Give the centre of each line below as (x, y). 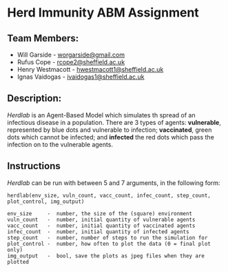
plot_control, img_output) (46, 202)
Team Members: (43, 38)
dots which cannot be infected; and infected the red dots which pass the (111, 137)
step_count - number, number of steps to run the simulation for (107, 237)
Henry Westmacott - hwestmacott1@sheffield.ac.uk (90, 69)
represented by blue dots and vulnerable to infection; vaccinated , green (110, 130)
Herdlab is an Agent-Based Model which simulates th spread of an (101, 115)
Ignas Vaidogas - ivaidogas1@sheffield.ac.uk (81, 77)
